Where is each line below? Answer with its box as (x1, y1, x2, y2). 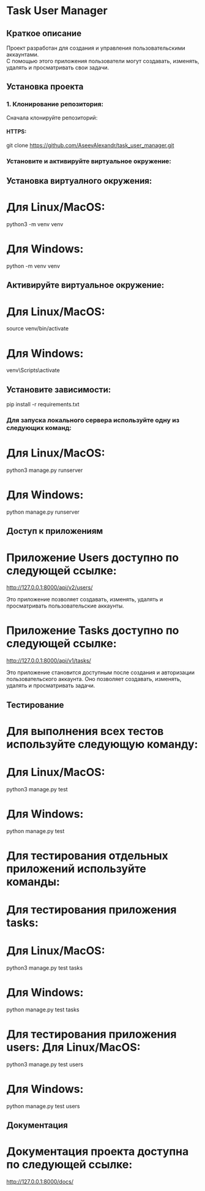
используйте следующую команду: (6, 737, 198, 751)
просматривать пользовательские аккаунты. (6, 602, 124, 610)
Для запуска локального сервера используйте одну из (6, 416, 179, 425)
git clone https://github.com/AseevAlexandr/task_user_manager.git (6, 142, 174, 149)
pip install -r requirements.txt (6, 401, 80, 408)
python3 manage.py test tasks (6, 964, 83, 972)
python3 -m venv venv (6, 221, 64, 228)
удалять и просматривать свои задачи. (6, 64, 110, 71)
